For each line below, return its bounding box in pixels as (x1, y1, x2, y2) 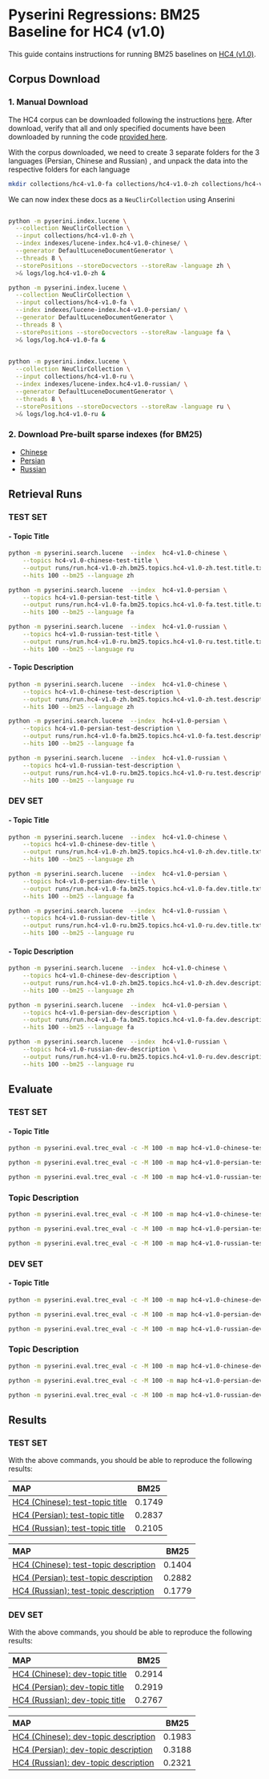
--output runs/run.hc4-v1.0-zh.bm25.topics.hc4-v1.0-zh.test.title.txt (22, 564, 267, 572)
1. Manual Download (8, 96, 88, 107)
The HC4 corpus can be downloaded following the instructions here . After (8, 115, 253, 124)
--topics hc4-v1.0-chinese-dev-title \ (22, 841, 156, 849)
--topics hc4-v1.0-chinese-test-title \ (22, 557, 159, 565)
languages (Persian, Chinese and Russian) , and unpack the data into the (8, 156, 248, 165)
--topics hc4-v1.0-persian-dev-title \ (22, 877, 156, 885)
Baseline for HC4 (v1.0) (8, 22, 166, 41)
